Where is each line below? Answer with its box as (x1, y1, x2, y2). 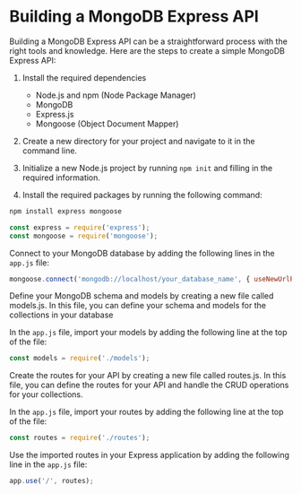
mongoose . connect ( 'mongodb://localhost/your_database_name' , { (9, 274, 251, 283)
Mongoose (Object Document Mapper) (35, 118, 179, 129)
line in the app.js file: (9, 459, 88, 470)
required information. (21, 172, 101, 183)
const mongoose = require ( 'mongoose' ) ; (9, 231, 159, 240)
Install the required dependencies (21, 72, 147, 82)
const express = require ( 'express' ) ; (9, 222, 150, 232)
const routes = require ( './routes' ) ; (9, 433, 150, 443)
